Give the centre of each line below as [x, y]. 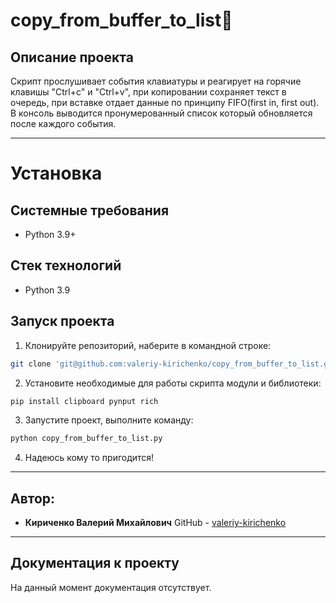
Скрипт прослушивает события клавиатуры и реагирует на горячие [156, 81]
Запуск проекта [62, 321]
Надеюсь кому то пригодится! [89, 458]
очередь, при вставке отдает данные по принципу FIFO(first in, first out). [165, 102]
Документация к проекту [95, 563]
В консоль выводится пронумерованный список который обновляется [161, 113]
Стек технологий [66, 265]
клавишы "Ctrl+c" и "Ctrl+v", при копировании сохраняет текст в [148, 92]
